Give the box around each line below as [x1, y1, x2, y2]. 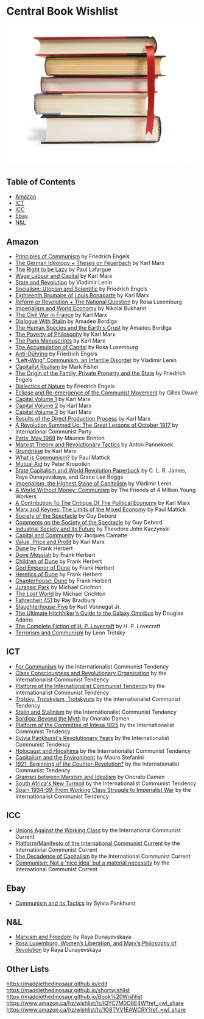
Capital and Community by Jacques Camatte [15, 532, 128, 539]
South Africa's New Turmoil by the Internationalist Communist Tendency [15, 780, 197, 787]
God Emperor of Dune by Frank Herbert [15, 564, 114, 571]
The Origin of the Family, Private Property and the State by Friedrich [15, 369, 186, 377]
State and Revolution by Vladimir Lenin [15, 279, 113, 286]
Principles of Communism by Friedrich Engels [15, 253, 130, 260]
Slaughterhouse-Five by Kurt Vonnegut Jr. [15, 603, 121, 611]
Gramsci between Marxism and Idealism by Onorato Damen [15, 773, 165, 780]
